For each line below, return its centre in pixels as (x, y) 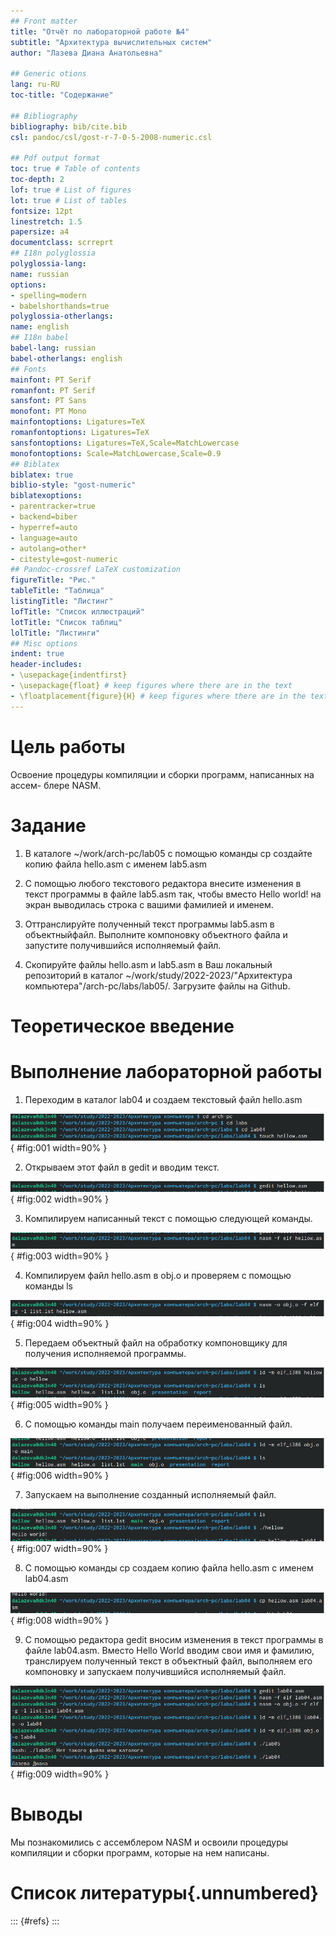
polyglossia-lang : (48, 264)
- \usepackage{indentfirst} (69, 675)
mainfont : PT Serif (51, 380)
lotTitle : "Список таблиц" (66, 622)
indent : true (37, 654)
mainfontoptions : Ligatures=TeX (77, 422)
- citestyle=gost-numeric (64, 559)
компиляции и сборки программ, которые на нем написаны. (140, 1852)
